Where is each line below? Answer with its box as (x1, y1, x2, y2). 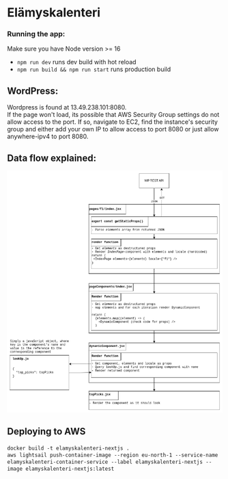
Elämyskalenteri (7, 5, 101, 21)
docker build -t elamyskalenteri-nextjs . (7, 445, 130, 452)
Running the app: (7, 29, 66, 39)
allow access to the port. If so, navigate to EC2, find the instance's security (7, 118, 218, 126)
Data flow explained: (7, 152, 97, 164)
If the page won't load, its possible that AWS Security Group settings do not (7, 111, 220, 119)
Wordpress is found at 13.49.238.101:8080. (7, 103, 127, 112)
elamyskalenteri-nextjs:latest (25, 465, 115, 472)
